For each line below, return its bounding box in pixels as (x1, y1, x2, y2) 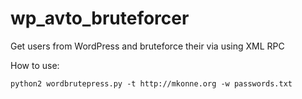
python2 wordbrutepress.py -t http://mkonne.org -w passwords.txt (10, 78, 293, 89)
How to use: (10, 59, 60, 71)
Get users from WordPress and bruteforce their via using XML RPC (10, 40, 285, 52)
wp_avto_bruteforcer (10, 7, 190, 30)
